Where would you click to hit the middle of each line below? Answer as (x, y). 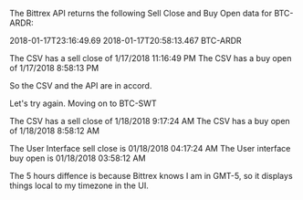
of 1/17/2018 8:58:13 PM (54, 68)
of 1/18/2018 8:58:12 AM (55, 131)
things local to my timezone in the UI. (79, 185)
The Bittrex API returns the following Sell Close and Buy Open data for (141, 13)
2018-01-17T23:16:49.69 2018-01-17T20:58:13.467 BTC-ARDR (125, 41)
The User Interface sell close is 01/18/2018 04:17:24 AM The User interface (150, 148)
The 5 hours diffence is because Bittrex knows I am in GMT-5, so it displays (151, 176)
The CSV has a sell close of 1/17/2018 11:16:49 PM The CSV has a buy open (151, 58)
